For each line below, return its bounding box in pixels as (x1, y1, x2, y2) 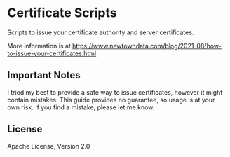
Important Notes (7, 69, 81, 81)
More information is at (7, 41, 72, 50)
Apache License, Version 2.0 (7, 142, 90, 150)
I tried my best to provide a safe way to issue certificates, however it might (7, 88, 223, 96)
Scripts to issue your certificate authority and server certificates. (7, 28, 194, 36)
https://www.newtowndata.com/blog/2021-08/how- (72, 41, 222, 50)
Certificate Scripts (7, 5, 117, 21)
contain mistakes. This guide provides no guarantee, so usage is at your (7, 95, 215, 104)
